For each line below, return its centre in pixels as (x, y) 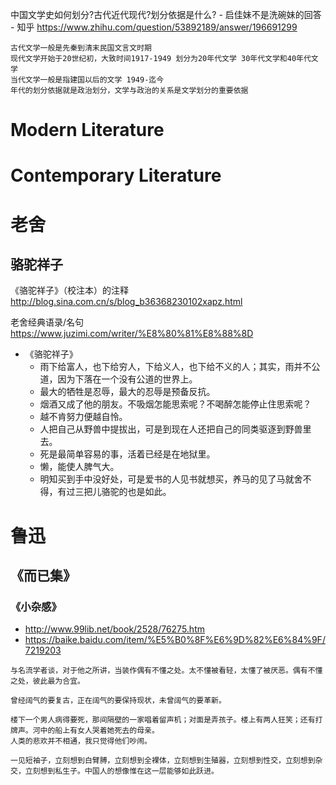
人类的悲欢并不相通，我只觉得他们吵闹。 (81, 741)
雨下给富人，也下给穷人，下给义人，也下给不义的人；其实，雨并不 (175, 367)
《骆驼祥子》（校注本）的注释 (69, 290)
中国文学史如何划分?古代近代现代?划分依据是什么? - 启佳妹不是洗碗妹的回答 (166, 14)
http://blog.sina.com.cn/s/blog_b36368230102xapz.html (126, 302)
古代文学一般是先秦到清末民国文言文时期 (81, 48)
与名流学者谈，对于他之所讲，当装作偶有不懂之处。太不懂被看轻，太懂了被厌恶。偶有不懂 (166, 671)
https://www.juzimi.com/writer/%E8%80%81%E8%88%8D (132, 334)
